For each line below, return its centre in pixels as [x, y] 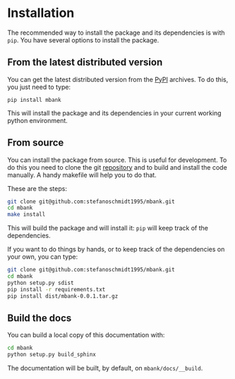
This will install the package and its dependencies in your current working [114, 113]
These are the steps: [37, 188]
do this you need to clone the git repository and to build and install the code [117, 167]
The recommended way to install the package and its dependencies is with [116, 33]
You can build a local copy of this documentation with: [86, 335]
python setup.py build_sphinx [52, 355]
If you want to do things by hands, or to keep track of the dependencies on [116, 250]
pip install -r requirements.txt [56, 289]
